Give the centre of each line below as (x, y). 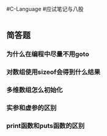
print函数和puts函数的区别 (46, 126)
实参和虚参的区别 (31, 108)
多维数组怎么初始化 (35, 90)
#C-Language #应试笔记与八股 (45, 9)
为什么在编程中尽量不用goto (48, 54)
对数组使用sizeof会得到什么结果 (53, 72)
